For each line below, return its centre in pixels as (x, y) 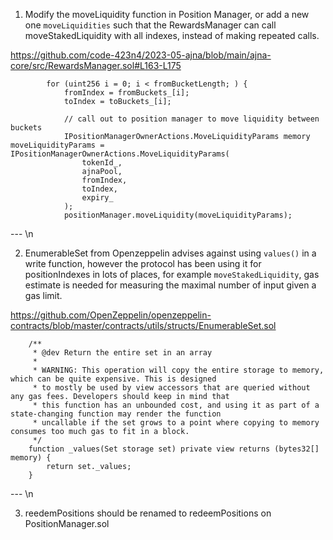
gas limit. (43, 295)
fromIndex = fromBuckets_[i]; (126, 93)
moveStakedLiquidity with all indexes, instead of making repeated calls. (172, 35)
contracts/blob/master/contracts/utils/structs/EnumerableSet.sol (143, 325)
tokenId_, (102, 163)
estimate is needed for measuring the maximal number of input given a (170, 285)
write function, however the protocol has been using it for (143, 263)
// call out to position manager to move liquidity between (191, 119)
